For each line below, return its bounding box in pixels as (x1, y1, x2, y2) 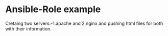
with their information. (5, 25, 52, 31)
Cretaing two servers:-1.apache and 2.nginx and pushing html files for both (5, 20, 163, 26)
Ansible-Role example (5, 4, 101, 15)
